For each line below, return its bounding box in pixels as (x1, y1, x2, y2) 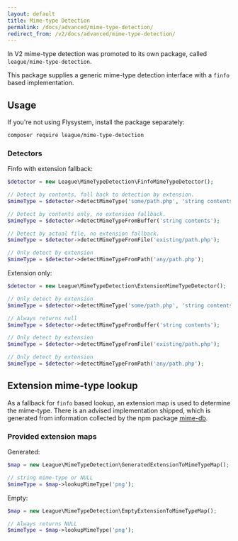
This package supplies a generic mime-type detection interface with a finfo (7, 71, 230, 80)
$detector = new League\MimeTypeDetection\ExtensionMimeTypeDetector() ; (7, 283, 227, 290)
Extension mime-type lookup (7, 380, 138, 392)
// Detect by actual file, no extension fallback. (7, 230, 160, 237)
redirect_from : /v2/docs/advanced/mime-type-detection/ (7, 30, 176, 38)
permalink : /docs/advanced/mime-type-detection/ (7, 23, 154, 31)
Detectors (7, 148, 42, 158)
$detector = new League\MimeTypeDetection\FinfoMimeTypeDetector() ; (7, 178, 214, 185)
